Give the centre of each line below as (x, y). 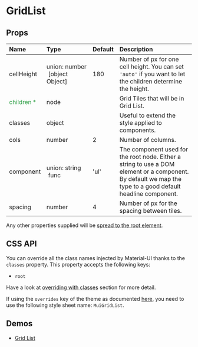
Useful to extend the (147, 115)
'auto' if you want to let (152, 74)
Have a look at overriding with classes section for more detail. (81, 287)
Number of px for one (149, 59)
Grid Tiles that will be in (152, 98)
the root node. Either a (150, 157)
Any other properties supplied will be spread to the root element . (85, 225)
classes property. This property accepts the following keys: (78, 264)
